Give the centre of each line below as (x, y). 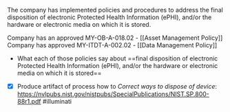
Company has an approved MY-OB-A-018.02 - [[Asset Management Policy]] (115, 38)
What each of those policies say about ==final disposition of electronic (117, 58)
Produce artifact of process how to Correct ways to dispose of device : (117, 86)
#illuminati (57, 102)
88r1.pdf (29, 102)
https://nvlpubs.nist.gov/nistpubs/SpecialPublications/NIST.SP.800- (113, 94)
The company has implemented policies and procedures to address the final (115, 10)
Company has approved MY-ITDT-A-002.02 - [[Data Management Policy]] (112, 45)
